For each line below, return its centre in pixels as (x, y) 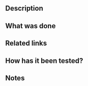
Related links (26, 43)
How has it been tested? (44, 61)
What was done (31, 26)
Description (24, 8)
